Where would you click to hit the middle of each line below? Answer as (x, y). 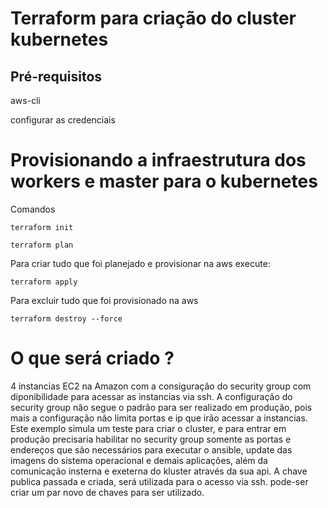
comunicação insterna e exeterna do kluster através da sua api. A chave (159, 471)
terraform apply (44, 282)
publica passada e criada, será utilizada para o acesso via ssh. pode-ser (159, 481)
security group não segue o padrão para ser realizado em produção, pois (161, 407)
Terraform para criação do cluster (153, 18)
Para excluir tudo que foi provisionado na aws (104, 300)
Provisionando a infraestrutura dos (158, 160)
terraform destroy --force (66, 318)
